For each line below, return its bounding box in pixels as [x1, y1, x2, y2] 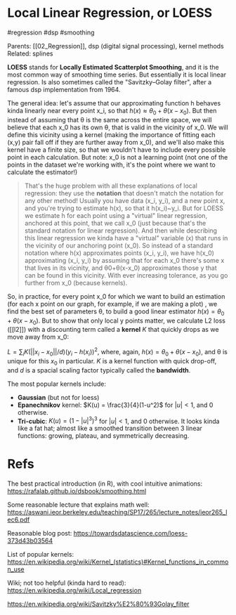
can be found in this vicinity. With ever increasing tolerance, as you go [24, 271, 228, 279]
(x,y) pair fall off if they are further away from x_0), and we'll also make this [7, 138, 225, 146]
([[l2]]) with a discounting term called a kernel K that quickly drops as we [7, 325, 219, 334]
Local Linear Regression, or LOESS [7, 5, 213, 21]
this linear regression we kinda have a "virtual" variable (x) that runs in [24, 233, 228, 242]
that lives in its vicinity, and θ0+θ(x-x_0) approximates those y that [24, 264, 218, 272]
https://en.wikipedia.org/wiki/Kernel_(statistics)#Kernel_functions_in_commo [7, 557, 229, 567]
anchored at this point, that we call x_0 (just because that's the [24, 219, 206, 227]
